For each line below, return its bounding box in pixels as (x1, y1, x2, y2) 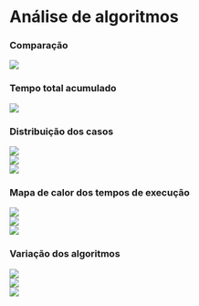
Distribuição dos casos (9, 125, 114, 138)
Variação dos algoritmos (9, 248, 120, 260)
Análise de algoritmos (9, 6, 180, 27)
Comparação (9, 39, 68, 52)
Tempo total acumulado (9, 82, 117, 95)
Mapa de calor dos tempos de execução (9, 186, 190, 198)
